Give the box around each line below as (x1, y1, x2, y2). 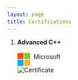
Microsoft (33, 52, 61, 61)
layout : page (7, 11, 44, 18)
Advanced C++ (16, 38, 62, 46)
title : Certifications (7, 18, 72, 25)
